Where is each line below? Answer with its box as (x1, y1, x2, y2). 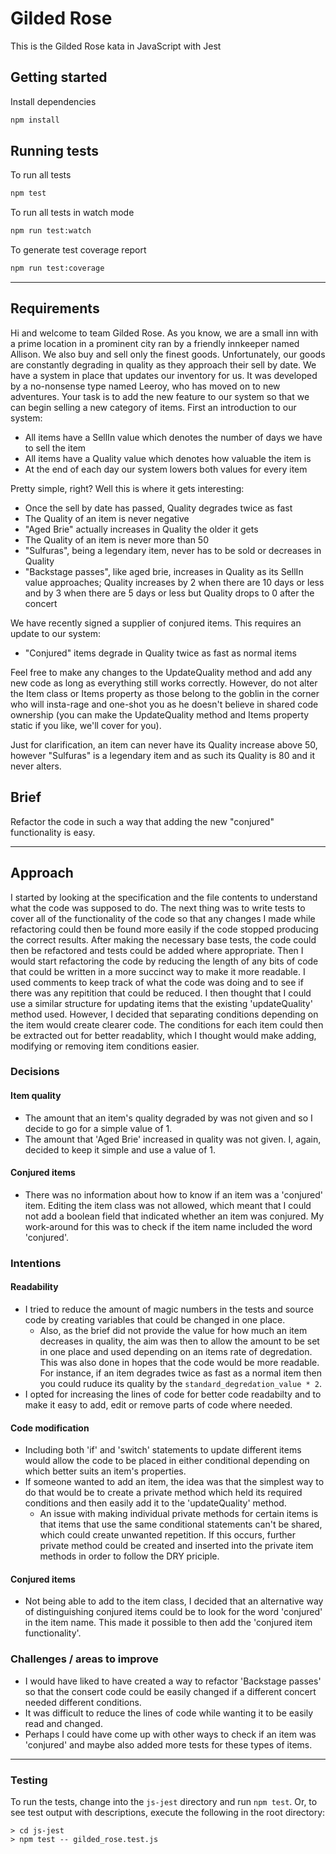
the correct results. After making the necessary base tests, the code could (10, 933, 317, 946)
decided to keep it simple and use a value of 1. (24, 1143, 217, 1156)
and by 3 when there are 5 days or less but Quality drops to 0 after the (24, 587, 315, 599)
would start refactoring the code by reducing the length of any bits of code (10, 955, 319, 967)
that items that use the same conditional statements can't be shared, (39, 1518, 323, 1531)
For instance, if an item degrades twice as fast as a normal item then (39, 1367, 322, 1379)
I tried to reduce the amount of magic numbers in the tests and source (24, 1303, 314, 1315)
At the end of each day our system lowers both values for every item (24, 463, 308, 475)
